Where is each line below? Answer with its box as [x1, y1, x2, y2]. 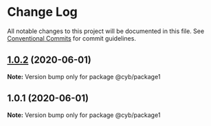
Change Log [7, 4, 78, 20]
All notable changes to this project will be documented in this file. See [7, 27, 205, 35]
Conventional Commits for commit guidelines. [7, 34, 136, 42]
